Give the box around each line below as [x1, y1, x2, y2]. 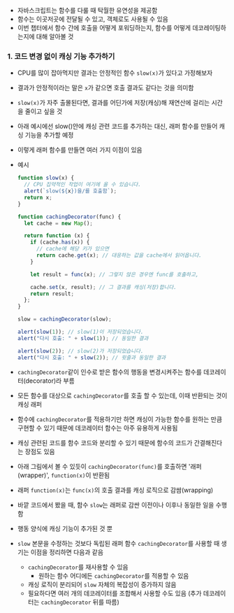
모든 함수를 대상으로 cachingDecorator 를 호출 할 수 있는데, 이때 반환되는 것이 [17, 391, 228, 400]
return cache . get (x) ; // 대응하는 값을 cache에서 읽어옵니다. [36, 252, 203, 259]
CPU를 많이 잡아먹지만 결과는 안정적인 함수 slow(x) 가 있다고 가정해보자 [17, 69, 213, 77]
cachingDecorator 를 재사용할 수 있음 [27, 563, 129, 571]
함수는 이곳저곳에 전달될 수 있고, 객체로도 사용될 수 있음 [17, 15, 169, 23]
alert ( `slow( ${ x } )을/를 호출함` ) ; [24, 188, 117, 195]
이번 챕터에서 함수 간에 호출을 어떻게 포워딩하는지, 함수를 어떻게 [17, 24, 191, 31]
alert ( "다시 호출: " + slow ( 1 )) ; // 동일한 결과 [17, 334, 149, 341]
